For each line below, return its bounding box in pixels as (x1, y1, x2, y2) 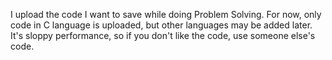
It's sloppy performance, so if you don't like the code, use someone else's (10, 30, 316, 41)
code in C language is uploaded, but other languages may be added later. (10, 19, 313, 31)
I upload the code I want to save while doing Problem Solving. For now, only (10, 9, 322, 20)
